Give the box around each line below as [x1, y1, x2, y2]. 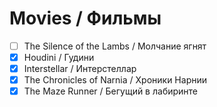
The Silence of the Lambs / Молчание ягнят [23, 40, 207, 52]
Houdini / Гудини [23, 52, 95, 63]
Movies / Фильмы [9, 7, 162, 30]
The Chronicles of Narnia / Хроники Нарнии [23, 74, 207, 86]
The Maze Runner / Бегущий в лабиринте [23, 85, 199, 97]
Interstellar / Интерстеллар [23, 63, 137, 75]
